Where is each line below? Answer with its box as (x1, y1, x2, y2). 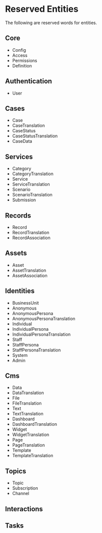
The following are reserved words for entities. (5, 20, 97, 26)
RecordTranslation (12, 230, 50, 235)
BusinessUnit (12, 300, 39, 306)
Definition (12, 63, 32, 68)
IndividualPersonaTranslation (12, 331, 71, 337)
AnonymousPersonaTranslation (12, 315, 76, 321)
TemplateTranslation (12, 453, 53, 459)
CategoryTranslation (12, 171, 54, 177)
